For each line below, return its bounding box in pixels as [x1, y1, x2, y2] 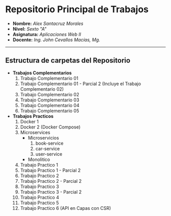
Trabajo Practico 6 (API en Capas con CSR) [20, 205, 111, 211]
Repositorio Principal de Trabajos [5, 4, 149, 15]
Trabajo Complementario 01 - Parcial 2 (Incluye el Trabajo [20, 80, 141, 87]
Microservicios [27, 134, 60, 141]
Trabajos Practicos [12, 113, 54, 119]
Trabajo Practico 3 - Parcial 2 [20, 188, 82, 195]
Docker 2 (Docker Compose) [20, 124, 80, 130]
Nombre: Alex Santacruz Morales [12, 20, 83, 26]
